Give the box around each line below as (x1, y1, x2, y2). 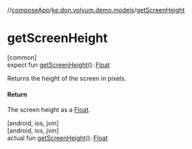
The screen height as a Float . (7, 106, 91, 114)
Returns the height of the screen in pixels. (7, 74, 127, 82)
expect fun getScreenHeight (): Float (7, 61, 110, 69)
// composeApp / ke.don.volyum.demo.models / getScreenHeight (7, 6, 185, 14)
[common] (7, 53, 37, 61)
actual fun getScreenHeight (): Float (7, 134, 108, 142)
